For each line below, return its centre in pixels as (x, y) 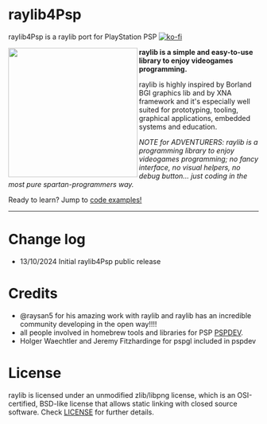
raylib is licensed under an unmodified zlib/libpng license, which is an (122, 395)
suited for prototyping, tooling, (188, 110)
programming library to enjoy (186, 150)
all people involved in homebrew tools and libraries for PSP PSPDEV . (132, 333)
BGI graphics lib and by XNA (185, 92)
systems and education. (178, 126)
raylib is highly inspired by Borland (195, 84)
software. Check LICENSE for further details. (81, 412)
